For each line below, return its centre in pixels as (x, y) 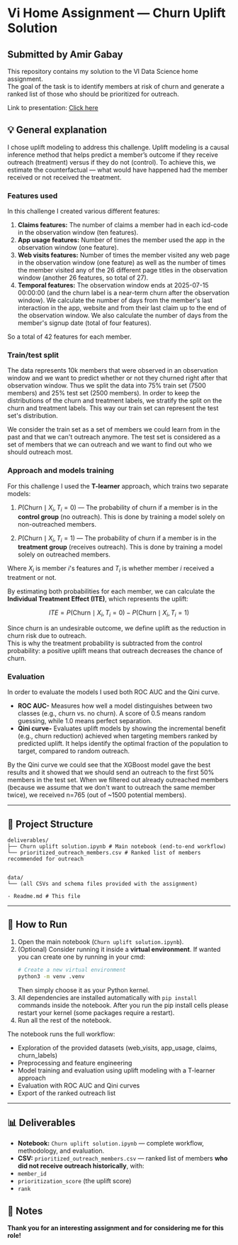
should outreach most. (40, 452)
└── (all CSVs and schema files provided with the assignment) (103, 884)
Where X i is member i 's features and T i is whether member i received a (111, 569)
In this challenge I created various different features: (84, 212)
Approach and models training (61, 471)
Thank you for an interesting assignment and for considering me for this (116, 1228)
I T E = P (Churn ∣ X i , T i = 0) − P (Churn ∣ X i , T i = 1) (119, 613)
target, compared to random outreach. (73, 751)
